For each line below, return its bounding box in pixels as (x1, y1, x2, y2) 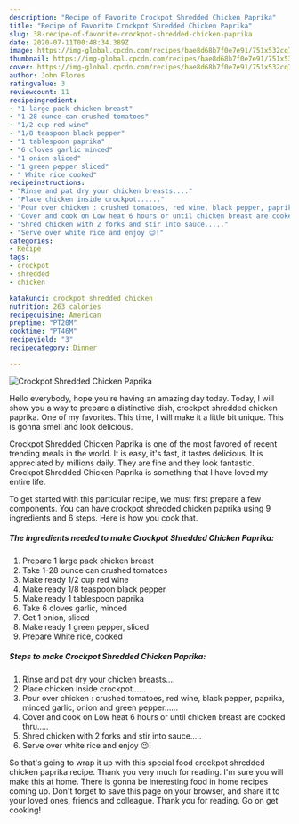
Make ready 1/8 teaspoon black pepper (21, 584, 166, 594)
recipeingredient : (9, 95, 77, 105)
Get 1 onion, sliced (21, 611, 91, 623)
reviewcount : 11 (9, 87, 69, 96)
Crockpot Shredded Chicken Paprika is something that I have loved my (9, 466, 269, 477)
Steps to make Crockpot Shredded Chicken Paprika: (9, 651, 206, 662)
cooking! (9, 804, 42, 815)
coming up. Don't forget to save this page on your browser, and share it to (9, 785, 280, 796)
